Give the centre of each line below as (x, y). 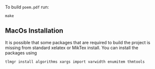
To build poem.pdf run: (27, 7)
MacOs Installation (34, 31)
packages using (21, 52)
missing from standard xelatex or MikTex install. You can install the (72, 48)
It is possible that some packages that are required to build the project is (78, 42)
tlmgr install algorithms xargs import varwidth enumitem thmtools (75, 62)
